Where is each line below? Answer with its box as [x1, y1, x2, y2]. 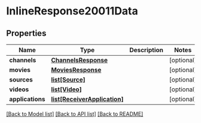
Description [129, 46, 163, 54]
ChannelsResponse [50, 56, 108, 64]
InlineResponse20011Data [6, 4, 139, 18]
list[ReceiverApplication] [50, 95, 124, 103]
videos [9, 85, 29, 94]
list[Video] [50, 85, 82, 94]
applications [9, 95, 45, 103]
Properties [6, 28, 47, 38]
